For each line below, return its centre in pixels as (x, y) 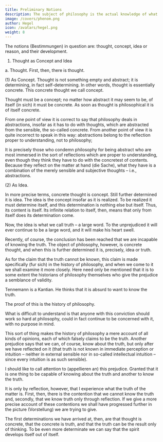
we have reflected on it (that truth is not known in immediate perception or (80, 349)
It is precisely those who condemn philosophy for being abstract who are (78, 150)
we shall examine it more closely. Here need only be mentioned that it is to (80, 270)
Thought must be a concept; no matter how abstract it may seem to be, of (79, 100)
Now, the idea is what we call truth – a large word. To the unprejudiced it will (81, 225)
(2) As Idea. (17, 185)
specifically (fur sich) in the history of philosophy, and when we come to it (79, 264)
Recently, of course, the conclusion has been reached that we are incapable (81, 239)
